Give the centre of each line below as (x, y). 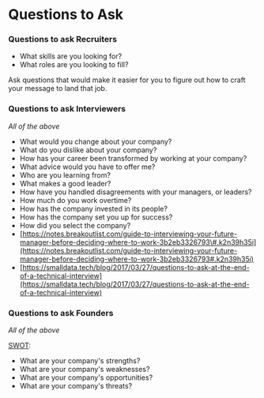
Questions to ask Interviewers (67, 109)
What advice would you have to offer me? (87, 167)
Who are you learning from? (65, 175)
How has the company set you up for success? (96, 217)
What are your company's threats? (76, 386)
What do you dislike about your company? (88, 150)
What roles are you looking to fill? (74, 65)
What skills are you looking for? (71, 56)
